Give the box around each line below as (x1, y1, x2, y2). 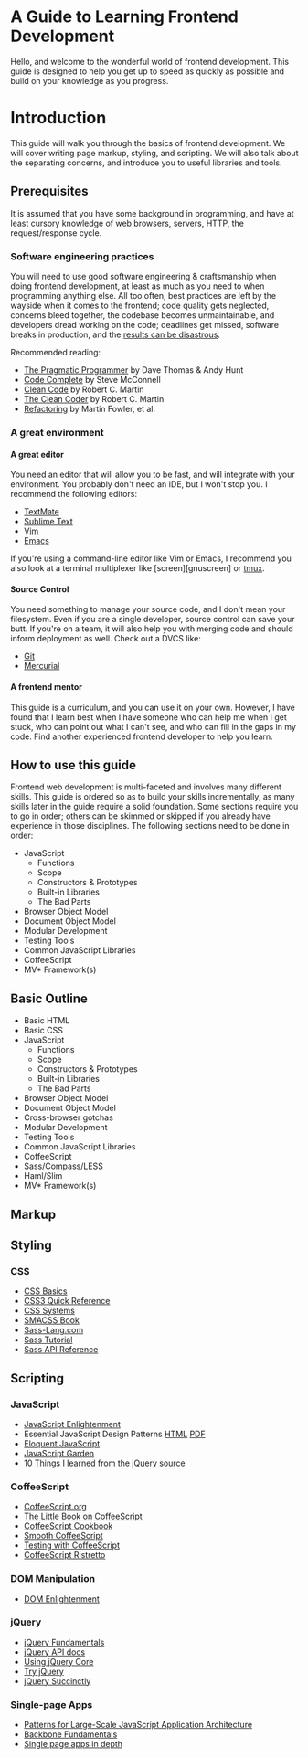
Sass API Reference (23, 1344, 99, 1355)
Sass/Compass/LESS (23, 1160, 104, 1171)
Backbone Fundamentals (23, 1729, 118, 1740)
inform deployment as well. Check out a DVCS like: (10, 633, 202, 644)
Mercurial (23, 661, 60, 672)
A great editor (10, 449, 65, 460)
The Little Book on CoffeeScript (23, 1510, 143, 1522)
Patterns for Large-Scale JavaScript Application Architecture (23, 1720, 253, 1731)
